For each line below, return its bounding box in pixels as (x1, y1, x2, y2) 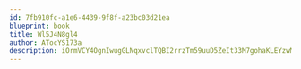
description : (9, 47, 58, 56)
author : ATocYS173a (9, 38, 82, 47)
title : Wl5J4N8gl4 (9, 30, 78, 39)
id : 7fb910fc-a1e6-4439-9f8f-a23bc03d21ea (9, 13, 170, 22)
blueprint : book (9, 22, 70, 30)
